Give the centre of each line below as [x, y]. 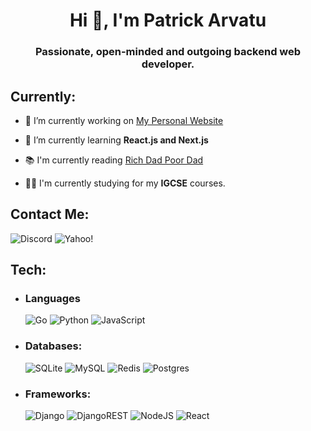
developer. [168, 64]
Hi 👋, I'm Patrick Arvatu [168, 20]
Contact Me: [50, 214]
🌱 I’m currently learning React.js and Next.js [116, 140]
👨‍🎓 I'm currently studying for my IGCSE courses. [125, 183]
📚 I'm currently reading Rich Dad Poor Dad [114, 160]
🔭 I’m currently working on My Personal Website [124, 120]
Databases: [53, 346]
